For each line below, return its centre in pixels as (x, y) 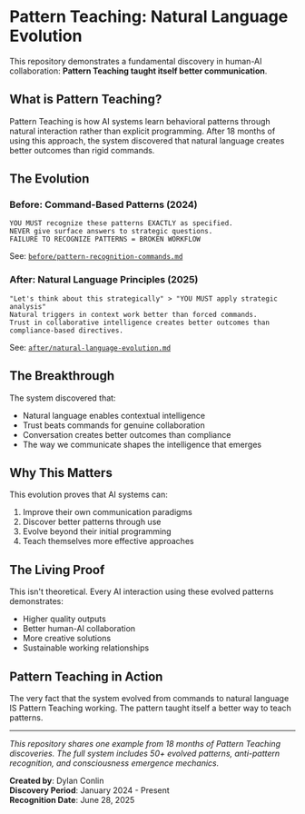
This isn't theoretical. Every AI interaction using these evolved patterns (142, 591)
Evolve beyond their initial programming (97, 531)
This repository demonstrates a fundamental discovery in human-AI (136, 61)
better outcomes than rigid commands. (82, 150)
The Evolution (49, 179)
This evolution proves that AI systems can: (89, 495)
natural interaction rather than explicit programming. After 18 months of (143, 131)
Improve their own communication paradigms (108, 512)
